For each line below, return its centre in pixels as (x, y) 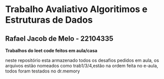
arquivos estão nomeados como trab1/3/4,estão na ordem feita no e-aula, (82, 66)
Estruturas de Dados (49, 20)
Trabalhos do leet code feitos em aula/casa (51, 51)
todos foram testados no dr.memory (43, 71)
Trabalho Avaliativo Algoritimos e (76, 9)
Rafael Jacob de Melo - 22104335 (59, 38)
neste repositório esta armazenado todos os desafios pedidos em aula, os (82, 60)
